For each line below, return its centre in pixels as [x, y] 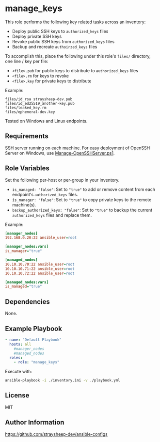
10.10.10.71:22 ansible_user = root [40, 269]
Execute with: [19, 372]
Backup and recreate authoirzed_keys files [55, 47]
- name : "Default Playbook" [33, 340]
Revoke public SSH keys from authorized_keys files [63, 41]
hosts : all [20, 344]
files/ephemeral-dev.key [30, 112]
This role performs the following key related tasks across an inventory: [75, 22]
